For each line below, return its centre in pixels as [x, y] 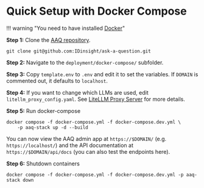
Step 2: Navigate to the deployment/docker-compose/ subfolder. [85, 62]
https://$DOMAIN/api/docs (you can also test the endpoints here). [88, 151]
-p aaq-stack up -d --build [53, 127]
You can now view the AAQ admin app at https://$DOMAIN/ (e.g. [86, 139]
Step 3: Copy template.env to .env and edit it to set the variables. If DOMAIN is [102, 74]
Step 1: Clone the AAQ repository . [48, 40]
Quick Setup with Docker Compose [97, 11]
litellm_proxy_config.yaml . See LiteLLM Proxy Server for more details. [96, 99]
